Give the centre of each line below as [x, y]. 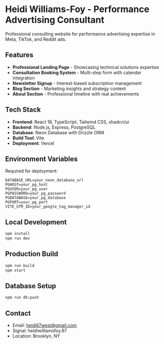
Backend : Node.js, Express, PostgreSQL [54, 127]
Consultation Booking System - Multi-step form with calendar [77, 72]
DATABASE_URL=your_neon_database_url [44, 180]
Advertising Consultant [55, 20]
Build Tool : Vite [28, 138]
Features [19, 55]
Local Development [36, 222]
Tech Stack [23, 110]
